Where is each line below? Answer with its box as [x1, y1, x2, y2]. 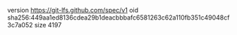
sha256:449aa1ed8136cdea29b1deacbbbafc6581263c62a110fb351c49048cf [7, 13, 230, 22]
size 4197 [34, 21, 62, 29]
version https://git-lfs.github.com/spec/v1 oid [7, 6, 139, 14]
